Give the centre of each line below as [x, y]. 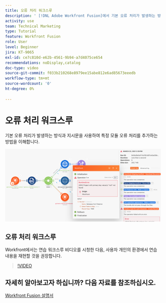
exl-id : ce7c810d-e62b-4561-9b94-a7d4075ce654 [54, 57]
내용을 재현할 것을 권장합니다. [34, 256]
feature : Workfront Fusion [33, 37]
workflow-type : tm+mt [27, 78]
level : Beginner [22, 47]
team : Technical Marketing [33, 26]
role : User [16, 42]
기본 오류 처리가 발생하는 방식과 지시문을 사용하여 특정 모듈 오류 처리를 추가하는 [82, 135]
